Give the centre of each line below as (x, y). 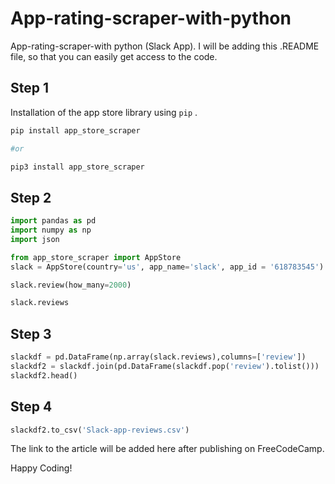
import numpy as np (51, 230)
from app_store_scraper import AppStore (96, 257)
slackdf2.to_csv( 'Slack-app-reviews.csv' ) (100, 430)
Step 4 (31, 407)
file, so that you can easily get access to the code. (114, 56)
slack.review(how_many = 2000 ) (71, 285)
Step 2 (31, 197)
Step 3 (31, 333)
